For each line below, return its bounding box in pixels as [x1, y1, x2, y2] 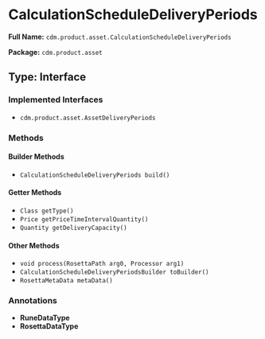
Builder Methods [8, 152, 65, 162]
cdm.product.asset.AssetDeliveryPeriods [19, 114, 156, 122]
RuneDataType [19, 313, 70, 323]
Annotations [8, 295, 57, 306]
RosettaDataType [19, 321, 79, 331]
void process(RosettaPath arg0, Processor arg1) [19, 260, 185, 268]
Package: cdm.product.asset [8, 47, 103, 56]
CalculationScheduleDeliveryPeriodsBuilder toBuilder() [19, 268, 209, 276]
